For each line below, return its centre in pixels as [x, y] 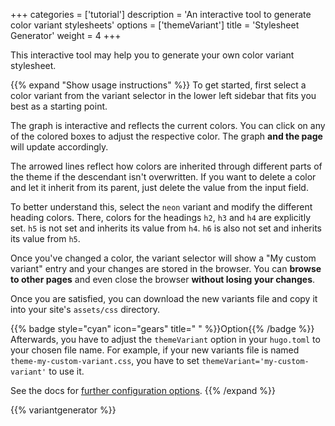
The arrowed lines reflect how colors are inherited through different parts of [166, 166]
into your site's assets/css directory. [85, 309]
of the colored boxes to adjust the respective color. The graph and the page [166, 136]
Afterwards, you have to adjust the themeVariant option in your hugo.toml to [165, 339]
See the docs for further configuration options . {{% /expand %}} [143, 390]
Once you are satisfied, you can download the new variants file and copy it [164, 298]
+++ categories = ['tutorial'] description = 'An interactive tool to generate [161, 14]
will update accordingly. [59, 147]
